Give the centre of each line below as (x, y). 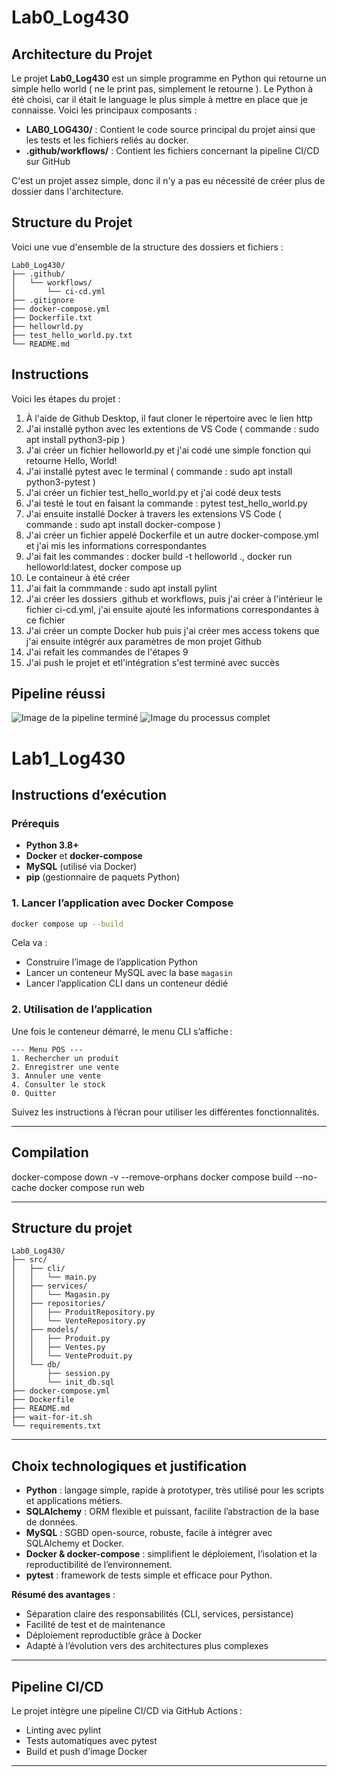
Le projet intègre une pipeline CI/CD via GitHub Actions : (127, 1711)
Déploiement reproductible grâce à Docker (114, 1635)
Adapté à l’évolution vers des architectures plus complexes (147, 1646)
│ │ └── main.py (54, 1277)
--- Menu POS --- (47, 1049)
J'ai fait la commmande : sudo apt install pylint (121, 588)
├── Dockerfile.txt (52, 317)
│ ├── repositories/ (58, 1304)
